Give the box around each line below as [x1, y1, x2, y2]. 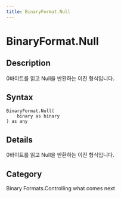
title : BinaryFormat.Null [6, 8, 70, 15]
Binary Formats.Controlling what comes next [6, 185, 115, 192]
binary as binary [17, 113, 60, 119]
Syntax [6, 92, 33, 103]
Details [6, 135, 33, 145]
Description [6, 58, 51, 69]
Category [6, 169, 42, 179]
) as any [6, 119, 28, 125]
